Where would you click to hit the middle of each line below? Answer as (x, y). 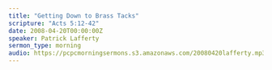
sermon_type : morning (45, 46)
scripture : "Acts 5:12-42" (54, 23)
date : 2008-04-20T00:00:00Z (56, 31)
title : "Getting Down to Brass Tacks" (74, 16)
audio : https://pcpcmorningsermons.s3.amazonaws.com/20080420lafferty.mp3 (137, 53)
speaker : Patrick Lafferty (54, 38)
